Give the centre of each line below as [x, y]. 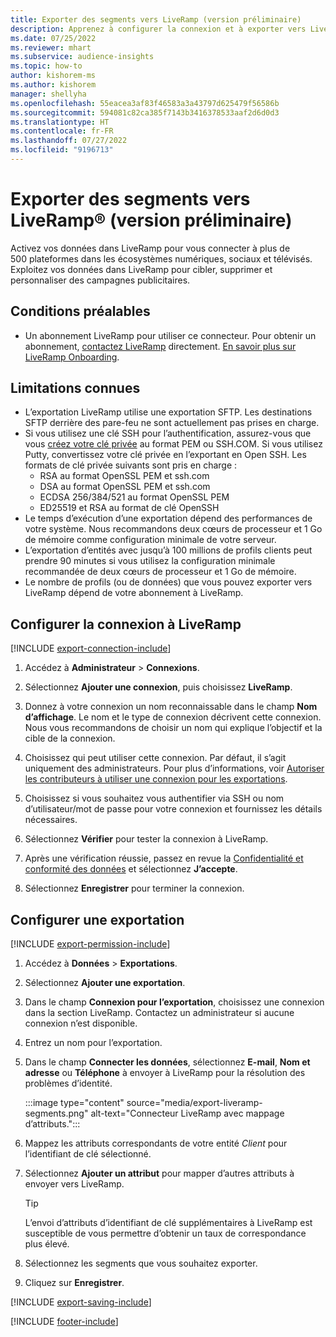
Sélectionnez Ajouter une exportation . [105, 983]
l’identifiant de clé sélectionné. [88, 1154]
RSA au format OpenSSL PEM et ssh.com [124, 476]
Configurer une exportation [97, 919]
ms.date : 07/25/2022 [53, 38]
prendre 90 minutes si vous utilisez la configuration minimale [150, 561]
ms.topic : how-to [46, 66]
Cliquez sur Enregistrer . [74, 1283]
